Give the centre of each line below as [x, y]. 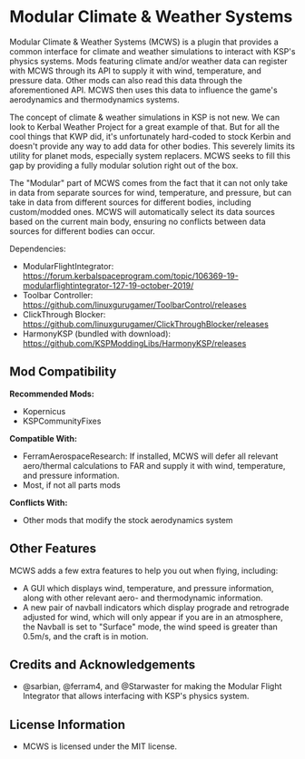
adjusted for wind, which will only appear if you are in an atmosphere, [152, 617]
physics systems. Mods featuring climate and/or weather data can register [148, 61]
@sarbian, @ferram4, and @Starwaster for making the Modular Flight [152, 686]
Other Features [53, 549]
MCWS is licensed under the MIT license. [100, 746]
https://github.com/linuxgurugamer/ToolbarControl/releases [134, 305]
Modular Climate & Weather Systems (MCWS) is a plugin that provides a [144, 42]
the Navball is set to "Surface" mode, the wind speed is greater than [150, 627]
